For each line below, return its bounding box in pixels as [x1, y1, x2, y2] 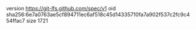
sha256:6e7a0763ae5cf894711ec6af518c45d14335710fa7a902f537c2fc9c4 [6, 11, 190, 18]
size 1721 [26, 17, 48, 24]
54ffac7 [6, 17, 25, 24]
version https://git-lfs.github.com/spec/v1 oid [6, 5, 116, 12]
